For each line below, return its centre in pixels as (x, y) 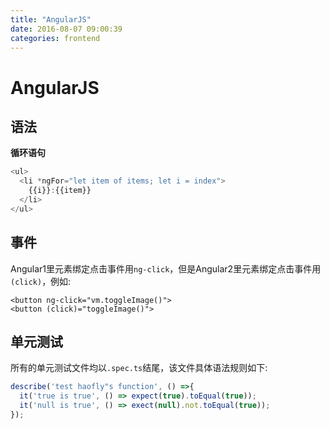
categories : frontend (55, 38)
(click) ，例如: (41, 281)
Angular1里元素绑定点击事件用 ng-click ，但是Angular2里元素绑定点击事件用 (166, 268)
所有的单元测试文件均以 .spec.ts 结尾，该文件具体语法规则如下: (139, 368)
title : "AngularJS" (51, 19)
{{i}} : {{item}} (60, 191)
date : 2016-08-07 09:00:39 (66, 29)
